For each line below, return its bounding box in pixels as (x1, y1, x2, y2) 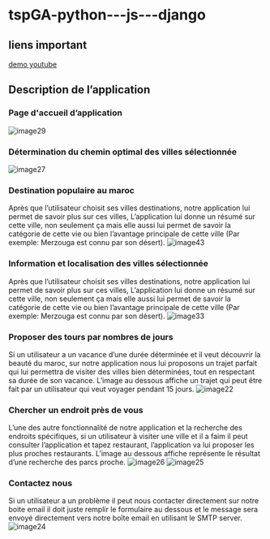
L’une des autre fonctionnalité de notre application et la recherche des (8, 423, 243, 433)
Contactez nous (8, 477, 73, 489)
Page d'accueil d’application (8, 107, 123, 119)
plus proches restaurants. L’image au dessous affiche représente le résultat (8, 449, 261, 459)
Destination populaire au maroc (8, 184, 135, 196)
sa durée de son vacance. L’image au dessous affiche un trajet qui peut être (8, 375, 263, 385)
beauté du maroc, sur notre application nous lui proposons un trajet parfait (8, 358, 258, 368)
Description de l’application (8, 83, 151, 97)
